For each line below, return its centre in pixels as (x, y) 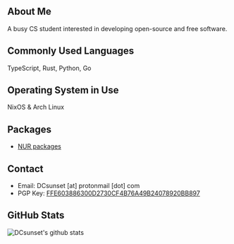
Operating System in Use (63, 90)
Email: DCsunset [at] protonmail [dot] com (79, 186)
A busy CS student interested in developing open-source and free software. (117, 28)
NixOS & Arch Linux (36, 107)
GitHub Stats (36, 215)
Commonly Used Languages (71, 51)
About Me (29, 12)
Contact (25, 169)
